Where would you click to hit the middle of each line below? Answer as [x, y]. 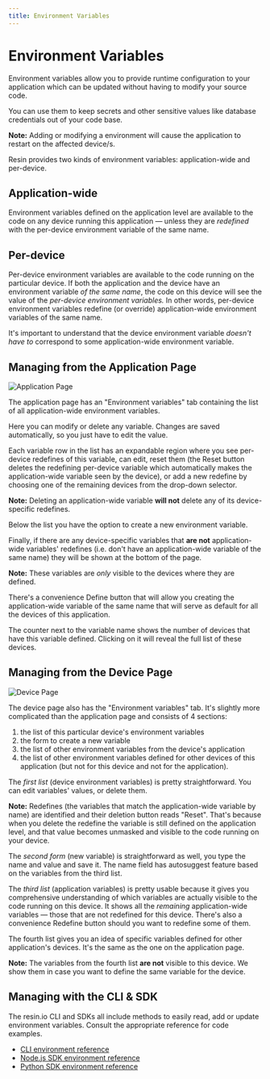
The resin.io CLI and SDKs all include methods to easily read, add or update [134, 1016]
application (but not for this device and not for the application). [124, 766]
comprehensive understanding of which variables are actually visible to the [133, 897]
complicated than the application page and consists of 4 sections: [118, 716]
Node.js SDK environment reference [80, 1057]
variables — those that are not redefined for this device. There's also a [125, 914]
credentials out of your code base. [66, 119]
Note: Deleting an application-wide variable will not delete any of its [122, 500]
